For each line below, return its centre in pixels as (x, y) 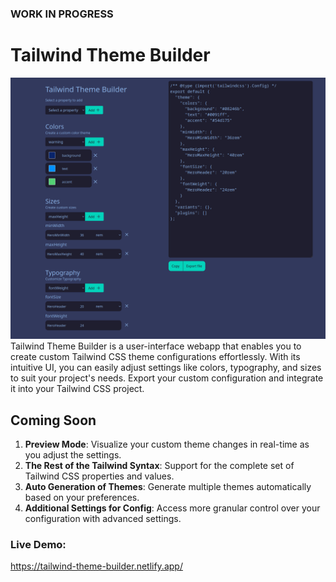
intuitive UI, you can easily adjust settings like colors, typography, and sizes (166, 368)
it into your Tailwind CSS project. (77, 389)
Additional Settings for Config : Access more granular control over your (172, 508)
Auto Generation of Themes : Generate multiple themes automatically (168, 487)
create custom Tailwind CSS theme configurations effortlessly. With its (155, 357)
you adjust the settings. (73, 455)
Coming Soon (53, 420)
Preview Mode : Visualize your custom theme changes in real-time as (167, 444)
